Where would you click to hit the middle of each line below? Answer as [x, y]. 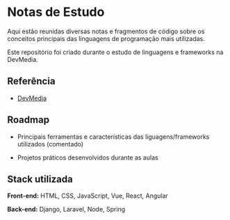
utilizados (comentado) [50, 144]
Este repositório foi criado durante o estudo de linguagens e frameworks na [115, 52]
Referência [31, 82]
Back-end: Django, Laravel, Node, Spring [66, 210]
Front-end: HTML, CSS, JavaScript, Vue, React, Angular [88, 196]
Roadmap [28, 120]
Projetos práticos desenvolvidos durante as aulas [88, 158]
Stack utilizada [40, 179]
